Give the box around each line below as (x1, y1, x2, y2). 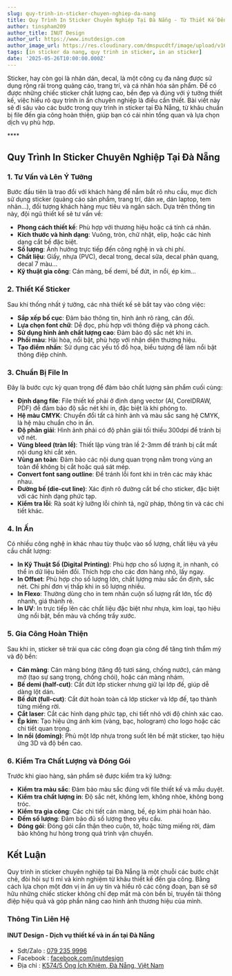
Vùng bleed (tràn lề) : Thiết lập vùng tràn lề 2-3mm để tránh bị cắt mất (17, 441, 217, 449)
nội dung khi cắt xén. (17, 448, 77, 457)
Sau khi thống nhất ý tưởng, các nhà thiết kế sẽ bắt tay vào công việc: (7, 300, 206, 308)
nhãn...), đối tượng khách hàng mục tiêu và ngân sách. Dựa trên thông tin (7, 202, 215, 211)
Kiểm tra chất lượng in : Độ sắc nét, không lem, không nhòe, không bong (17, 792, 224, 801)
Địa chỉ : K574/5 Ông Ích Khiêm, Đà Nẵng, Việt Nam (17, 961, 164, 969)
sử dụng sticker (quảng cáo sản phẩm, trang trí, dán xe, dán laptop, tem (7, 195, 211, 204)
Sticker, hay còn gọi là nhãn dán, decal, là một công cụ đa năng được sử (7, 74, 213, 82)
